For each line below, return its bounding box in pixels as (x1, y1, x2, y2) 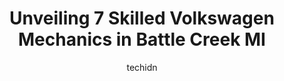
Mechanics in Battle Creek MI (18, 28, 266, 51)
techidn (126, 61, 158, 73)
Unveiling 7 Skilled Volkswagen (9, 7, 275, 30)
